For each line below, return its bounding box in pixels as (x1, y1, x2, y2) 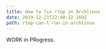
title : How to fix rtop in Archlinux (6, 8, 101, 15)
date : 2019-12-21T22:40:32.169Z (6, 14, 87, 20)
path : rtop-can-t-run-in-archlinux (6, 20, 95, 26)
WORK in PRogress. (6, 36, 55, 44)
